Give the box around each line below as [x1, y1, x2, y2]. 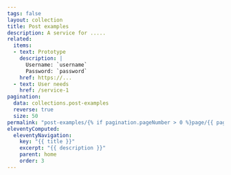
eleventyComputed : [7, 125, 60, 132]
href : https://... [19, 74, 72, 81]
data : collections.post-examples [13, 100, 109, 107]
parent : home [19, 151, 57, 158]
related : [7, 36, 32, 43]
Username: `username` [25, 61, 88, 68]
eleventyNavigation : [13, 132, 72, 138]
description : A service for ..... [7, 29, 107, 37]
